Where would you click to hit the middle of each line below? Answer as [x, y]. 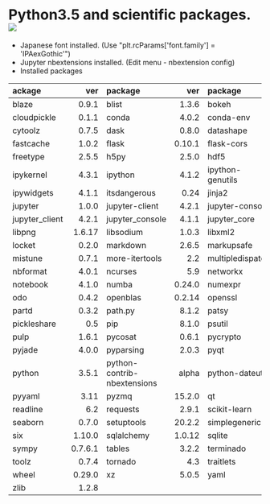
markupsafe [230, 245]
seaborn [28, 422]
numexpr [224, 284]
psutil [218, 324]
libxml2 [221, 232]
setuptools [126, 422]
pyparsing [125, 349]
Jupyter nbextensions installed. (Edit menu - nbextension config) [127, 62]
